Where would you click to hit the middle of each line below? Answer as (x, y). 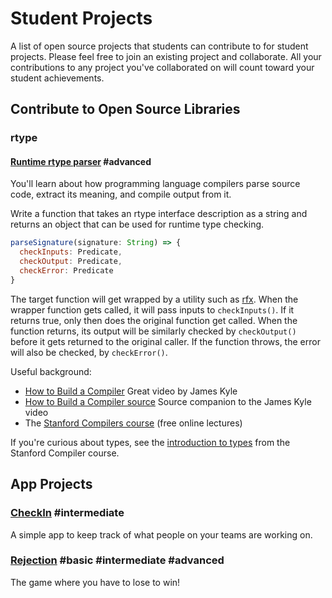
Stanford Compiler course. (65, 453)
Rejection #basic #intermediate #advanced (117, 560)
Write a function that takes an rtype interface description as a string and (159, 214)
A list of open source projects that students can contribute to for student (159, 46)
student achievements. (57, 78)
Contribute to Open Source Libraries (125, 109)
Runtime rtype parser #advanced (81, 161)
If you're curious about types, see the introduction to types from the (150, 442)
